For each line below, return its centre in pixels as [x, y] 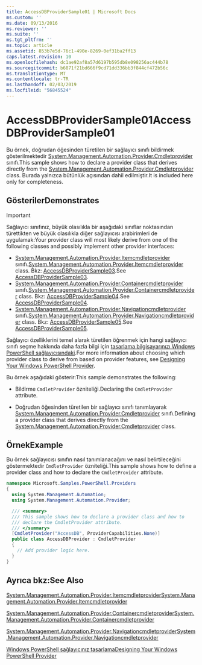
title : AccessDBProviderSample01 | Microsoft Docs [71, 12]
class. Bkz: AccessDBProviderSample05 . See [77, 322]
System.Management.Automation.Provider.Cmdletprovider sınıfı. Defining [105, 413]
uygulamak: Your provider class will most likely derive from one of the [92, 239]
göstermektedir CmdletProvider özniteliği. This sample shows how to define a [101, 466]
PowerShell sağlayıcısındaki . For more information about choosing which [96, 353]
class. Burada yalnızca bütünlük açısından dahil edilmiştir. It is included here [100, 175]
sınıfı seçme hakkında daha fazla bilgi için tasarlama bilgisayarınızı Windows [101, 346]
